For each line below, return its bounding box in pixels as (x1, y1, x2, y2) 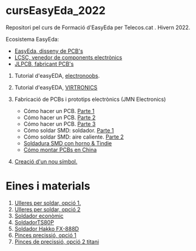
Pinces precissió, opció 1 (14, 232, 76, 239)
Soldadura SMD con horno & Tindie (23, 139, 112, 146)
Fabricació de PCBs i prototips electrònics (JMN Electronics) (14, 95, 166, 103)
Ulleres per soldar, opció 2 (14, 205, 81, 213)
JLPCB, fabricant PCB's (14, 60, 74, 67)
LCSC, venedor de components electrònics (14, 53, 123, 61)
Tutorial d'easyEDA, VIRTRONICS (14, 83, 98, 91)
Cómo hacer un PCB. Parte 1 (23, 107, 95, 114)
